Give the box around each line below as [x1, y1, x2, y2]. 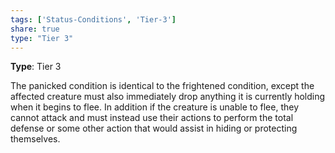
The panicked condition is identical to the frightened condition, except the [10, 80, 315, 92]
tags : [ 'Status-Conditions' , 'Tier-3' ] [10, 14, 177, 25]
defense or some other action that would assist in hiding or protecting [10, 122, 298, 135]
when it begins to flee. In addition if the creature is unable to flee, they [10, 101, 300, 113]
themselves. [10, 133, 61, 145]
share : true [10, 24, 60, 34]
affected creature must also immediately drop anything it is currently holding [10, 91, 326, 103]
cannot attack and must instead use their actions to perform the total [10, 112, 294, 124]
